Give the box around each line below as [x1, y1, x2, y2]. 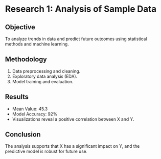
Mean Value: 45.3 [12, 106, 48, 112]
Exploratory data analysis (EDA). [12, 73, 77, 79]
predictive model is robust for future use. [5, 148, 88, 155]
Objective [5, 23, 36, 31]
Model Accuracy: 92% [12, 111, 58, 117]
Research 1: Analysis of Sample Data [5, 3, 157, 15]
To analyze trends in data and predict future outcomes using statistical [5, 36, 147, 42]
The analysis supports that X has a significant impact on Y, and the [5, 143, 140, 149]
